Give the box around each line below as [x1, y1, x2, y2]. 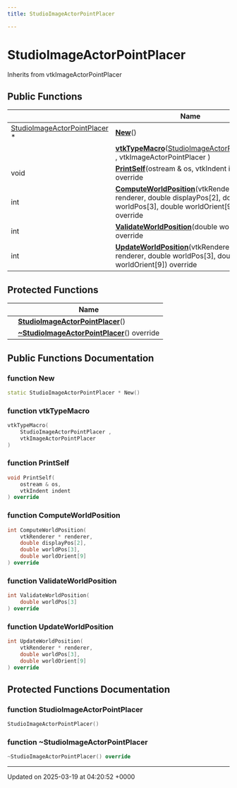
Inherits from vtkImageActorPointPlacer [7, 70, 122, 78]
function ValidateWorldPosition [7, 576, 117, 586]
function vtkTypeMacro [7, 406, 90, 416]
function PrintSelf [7, 458, 70, 468]
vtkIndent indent [20, 487, 71, 494]
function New [7, 373, 55, 383]
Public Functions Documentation [7, 352, 154, 364]
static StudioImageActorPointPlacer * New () [7, 389, 140, 396]
